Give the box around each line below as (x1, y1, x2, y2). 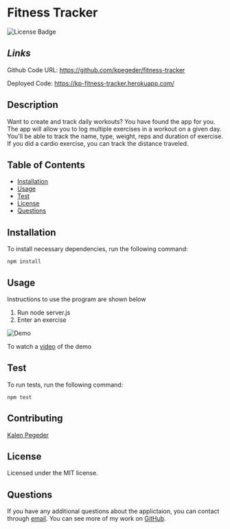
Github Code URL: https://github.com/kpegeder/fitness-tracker (7, 65, 185, 74)
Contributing (7, 413, 63, 424)
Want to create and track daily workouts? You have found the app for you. (7, 117, 216, 125)
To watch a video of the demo (7, 343, 92, 350)
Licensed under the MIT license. (7, 469, 98, 477)
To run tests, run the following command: (7, 380, 124, 389)
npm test (7, 393, 32, 400)
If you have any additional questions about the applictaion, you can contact (7, 507, 220, 515)
